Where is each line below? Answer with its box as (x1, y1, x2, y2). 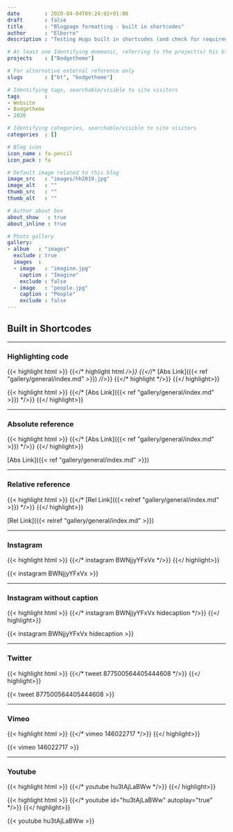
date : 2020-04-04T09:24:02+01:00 (7, 10, 129, 17)
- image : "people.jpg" (13, 284, 89, 291)
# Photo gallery (7, 233, 54, 240)
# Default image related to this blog (7, 169, 119, 176)
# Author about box (7, 207, 64, 214)
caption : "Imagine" (19, 271, 79, 278)
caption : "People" (19, 291, 76, 298)
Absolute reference (7, 419, 74, 429)
